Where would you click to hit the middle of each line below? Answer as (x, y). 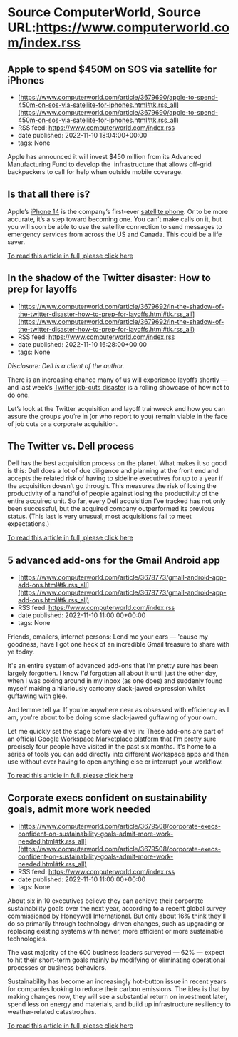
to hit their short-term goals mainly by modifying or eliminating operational (117, 960)
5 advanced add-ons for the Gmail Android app (114, 560)
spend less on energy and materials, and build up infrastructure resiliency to (119, 1004)
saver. (16, 242)
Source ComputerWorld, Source (104, 12)
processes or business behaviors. (57, 968)
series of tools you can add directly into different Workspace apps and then (118, 754)
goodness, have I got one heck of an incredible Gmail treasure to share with (119, 644)
